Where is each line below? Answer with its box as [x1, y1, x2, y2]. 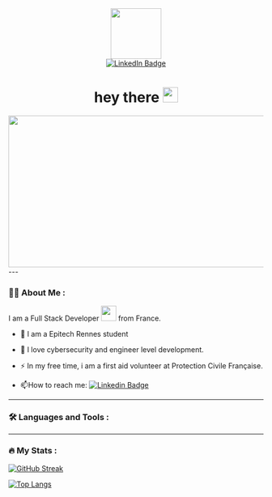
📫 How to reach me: [19, 380, 87, 390]
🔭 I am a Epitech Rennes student [19, 329, 129, 339]
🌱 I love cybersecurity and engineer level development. [19, 345, 204, 355]
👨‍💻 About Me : [8, 287, 66, 298]
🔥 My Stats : [8, 445, 57, 457]
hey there [94, 88, 160, 107]
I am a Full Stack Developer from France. [8, 313, 162, 323]
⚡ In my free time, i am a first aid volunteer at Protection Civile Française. [19, 361, 263, 371]
